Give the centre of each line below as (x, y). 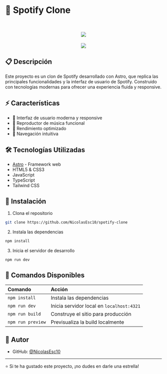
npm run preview (27, 322)
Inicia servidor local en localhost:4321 (95, 306)
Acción (59, 289)
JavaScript (23, 175)
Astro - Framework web (37, 165)
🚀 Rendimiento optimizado (39, 128)
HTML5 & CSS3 (28, 170)
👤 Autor (17, 340)
